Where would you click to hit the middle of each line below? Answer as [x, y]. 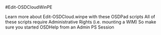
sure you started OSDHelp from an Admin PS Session [60, 27]
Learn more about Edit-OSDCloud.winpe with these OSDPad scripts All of [80, 17]
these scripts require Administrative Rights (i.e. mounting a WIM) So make [81, 22]
